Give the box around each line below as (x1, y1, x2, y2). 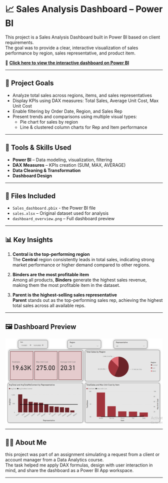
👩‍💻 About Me (5, 438, 47, 446)
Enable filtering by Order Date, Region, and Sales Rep (12, 108, 122, 114)
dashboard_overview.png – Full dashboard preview (12, 216, 115, 222)
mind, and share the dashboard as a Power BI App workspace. (5, 467, 134, 473)
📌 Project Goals (5, 79, 54, 88)
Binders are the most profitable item (12, 272, 89, 278)
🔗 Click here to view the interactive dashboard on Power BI (5, 60, 129, 66)
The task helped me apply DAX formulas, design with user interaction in (5, 462, 153, 468)
